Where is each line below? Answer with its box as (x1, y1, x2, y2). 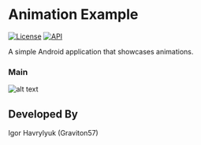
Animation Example (8, 6, 139, 24)
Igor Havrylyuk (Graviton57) (8, 128, 99, 138)
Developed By (8, 107, 79, 121)
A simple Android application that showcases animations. (8, 46, 194, 56)
